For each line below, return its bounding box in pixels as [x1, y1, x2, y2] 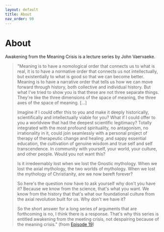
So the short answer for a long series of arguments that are [17, 206, 137, 212]
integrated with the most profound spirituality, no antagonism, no [17, 125, 149, 131]
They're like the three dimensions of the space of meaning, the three [17, 94, 156, 101]
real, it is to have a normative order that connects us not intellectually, [17, 68, 158, 74]
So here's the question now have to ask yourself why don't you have [17, 180, 156, 187]
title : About [5, 12, 32, 17]
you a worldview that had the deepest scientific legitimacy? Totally [17, 120, 152, 126]
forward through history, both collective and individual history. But [17, 84, 151, 90]
